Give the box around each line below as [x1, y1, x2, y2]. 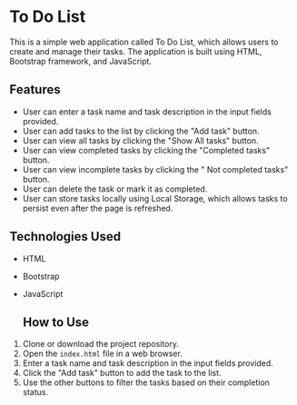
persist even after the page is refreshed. [22, 202, 173, 213]
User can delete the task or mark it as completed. [22, 183, 208, 194]
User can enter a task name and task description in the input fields [22, 106, 272, 117]
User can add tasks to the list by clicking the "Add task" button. [22, 125, 260, 136]
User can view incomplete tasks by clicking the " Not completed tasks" [22, 163, 289, 174]
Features [9, 82, 61, 97]
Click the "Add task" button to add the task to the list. [22, 368, 222, 379]
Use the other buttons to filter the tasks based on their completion [22, 377, 271, 388]
